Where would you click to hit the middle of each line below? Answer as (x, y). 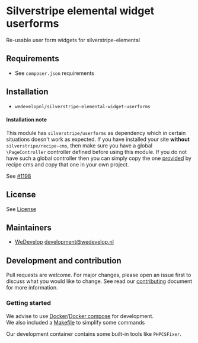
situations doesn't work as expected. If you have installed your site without (98, 139)
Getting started (29, 303)
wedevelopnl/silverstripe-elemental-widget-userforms (82, 106)
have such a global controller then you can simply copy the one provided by (99, 158)
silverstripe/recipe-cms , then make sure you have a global (79, 145)
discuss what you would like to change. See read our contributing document (99, 281)
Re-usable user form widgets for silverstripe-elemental (73, 40)
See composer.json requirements (55, 73)
